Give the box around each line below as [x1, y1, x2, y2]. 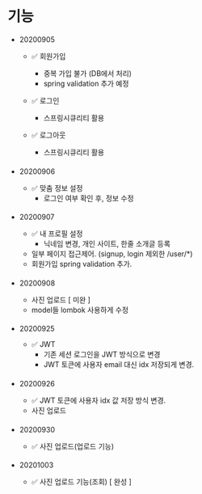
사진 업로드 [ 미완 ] [31, 294, 90, 304]
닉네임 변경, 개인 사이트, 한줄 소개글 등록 [43, 239, 171, 249]
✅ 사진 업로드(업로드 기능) [31, 441, 115, 451]
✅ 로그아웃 [31, 130, 66, 140]
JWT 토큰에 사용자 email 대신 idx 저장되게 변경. [43, 360, 195, 369]
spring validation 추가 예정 [43, 78, 129, 88]
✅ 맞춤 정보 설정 [31, 183, 83, 192]
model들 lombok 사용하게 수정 [31, 305, 129, 315]
